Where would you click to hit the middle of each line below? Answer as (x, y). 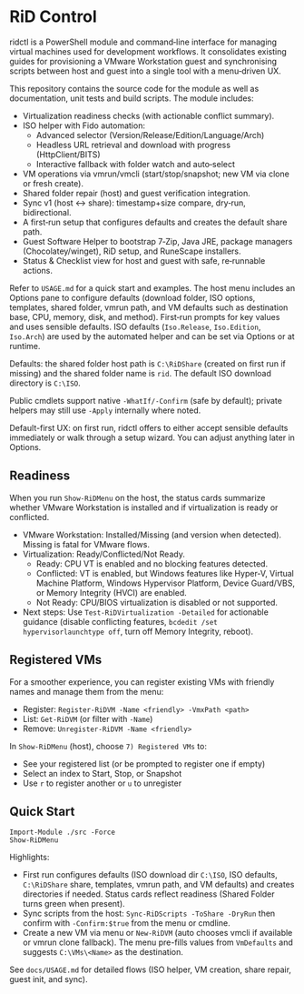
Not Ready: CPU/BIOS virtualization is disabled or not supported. (157, 602)
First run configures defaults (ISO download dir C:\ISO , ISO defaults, (150, 875)
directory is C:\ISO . (45, 383)
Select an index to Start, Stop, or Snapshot (102, 773)
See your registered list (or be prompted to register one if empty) (144, 763)
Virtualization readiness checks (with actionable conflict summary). (148, 115)
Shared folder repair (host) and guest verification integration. (137, 193)
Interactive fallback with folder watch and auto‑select (136, 164)
